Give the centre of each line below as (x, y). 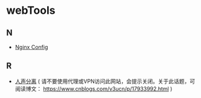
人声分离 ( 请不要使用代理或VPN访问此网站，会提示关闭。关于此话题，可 (105, 81)
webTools (31, 11)
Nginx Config (31, 47)
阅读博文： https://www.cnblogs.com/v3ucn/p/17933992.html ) (94, 88)
